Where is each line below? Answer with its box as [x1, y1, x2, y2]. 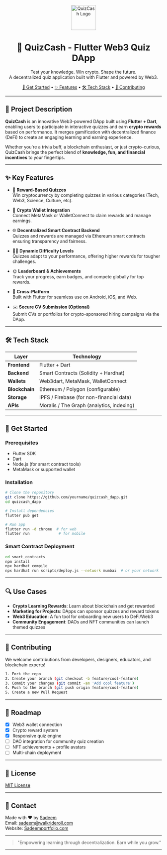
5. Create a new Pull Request [5, 690, 68, 695]
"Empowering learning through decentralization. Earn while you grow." [17, 839, 162, 846]
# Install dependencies [5, 508, 55, 513]
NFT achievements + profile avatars [12, 744, 86, 750]
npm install [5, 559, 30, 564]
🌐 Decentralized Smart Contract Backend [12, 227, 100, 233]
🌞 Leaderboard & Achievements [12, 268, 81, 274]
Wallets [7, 378, 26, 385]
